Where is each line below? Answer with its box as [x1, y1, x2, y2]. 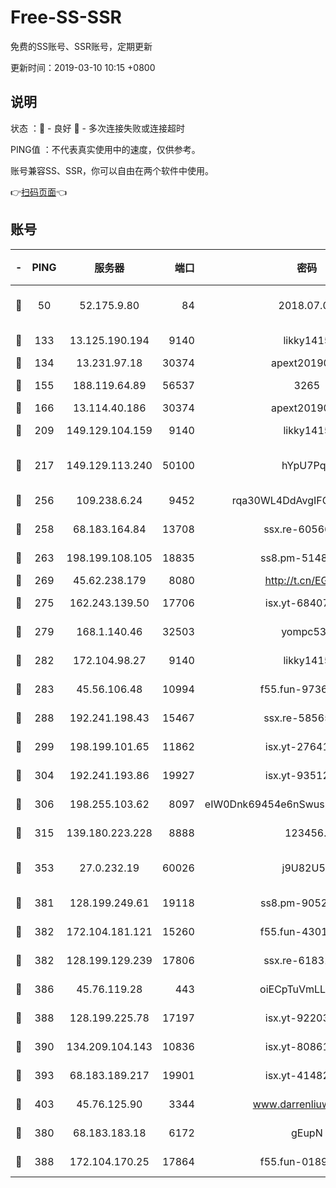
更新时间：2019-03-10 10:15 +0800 [10, 61, 156, 73]
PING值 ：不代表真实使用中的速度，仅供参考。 [10, 143, 201, 155]
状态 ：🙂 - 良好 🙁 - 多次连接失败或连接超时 [10, 122, 185, 134]
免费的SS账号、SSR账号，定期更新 [10, 40, 153, 52]
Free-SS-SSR [10, 6, 122, 29]
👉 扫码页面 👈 [10, 186, 68, 198]
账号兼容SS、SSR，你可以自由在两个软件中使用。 [10, 164, 214, 176]
